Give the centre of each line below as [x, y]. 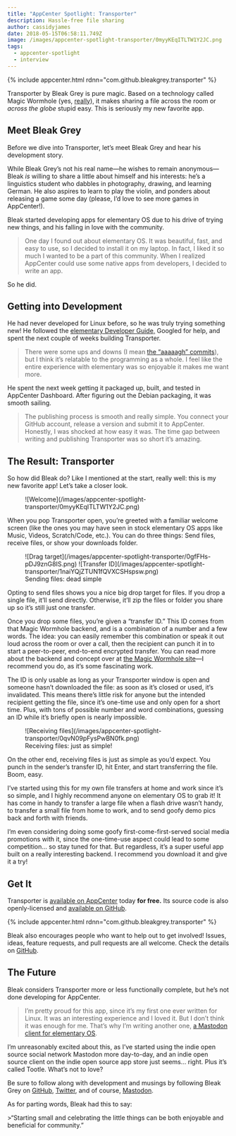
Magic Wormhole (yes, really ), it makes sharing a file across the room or [112, 101]
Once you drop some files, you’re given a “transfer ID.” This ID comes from [116, 621]
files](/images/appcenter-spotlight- [110, 731]
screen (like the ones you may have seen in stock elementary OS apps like [115, 528]
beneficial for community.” [46, 1125]
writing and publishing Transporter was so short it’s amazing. [113, 439]
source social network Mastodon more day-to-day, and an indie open [108, 1054]
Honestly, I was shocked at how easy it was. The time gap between [122, 432]
